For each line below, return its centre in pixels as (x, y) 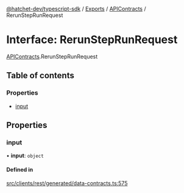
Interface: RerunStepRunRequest (92, 40)
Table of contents (40, 76)
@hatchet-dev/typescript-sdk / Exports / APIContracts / (76, 9)
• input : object (25, 156)
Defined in (20, 169)
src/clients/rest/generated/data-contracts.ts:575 (67, 183)
